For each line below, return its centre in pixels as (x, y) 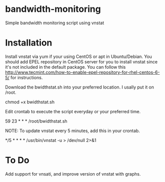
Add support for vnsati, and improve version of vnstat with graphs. (73, 174)
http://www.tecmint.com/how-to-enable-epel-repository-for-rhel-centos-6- (82, 72)
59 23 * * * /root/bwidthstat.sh (36, 121)
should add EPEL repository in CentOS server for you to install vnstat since (81, 62)
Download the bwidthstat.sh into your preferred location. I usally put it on (80, 87)
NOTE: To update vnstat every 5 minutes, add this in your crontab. (73, 131)
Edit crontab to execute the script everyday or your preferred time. (73, 111)
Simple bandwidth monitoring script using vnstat (55, 23)
